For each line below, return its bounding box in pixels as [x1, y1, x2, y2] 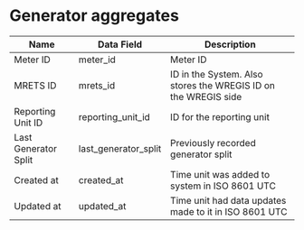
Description [204, 38, 256, 51]
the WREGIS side [170, 90, 242, 103]
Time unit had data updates [170, 194, 287, 207]
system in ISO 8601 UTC [170, 179, 276, 192]
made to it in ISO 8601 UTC [170, 205, 288, 217]
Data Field [98, 38, 143, 51]
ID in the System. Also [170, 68, 264, 80]
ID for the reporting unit [170, 110, 270, 123]
